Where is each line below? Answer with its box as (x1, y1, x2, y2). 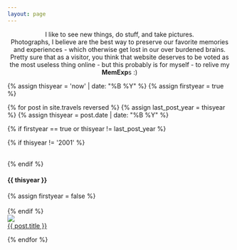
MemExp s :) (101, 68, 138, 76)
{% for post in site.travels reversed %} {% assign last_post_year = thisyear (7, 103, 226, 111)
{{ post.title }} (7, 222, 48, 230)
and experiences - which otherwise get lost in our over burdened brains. (13, 45, 226, 53)
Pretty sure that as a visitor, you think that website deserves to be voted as (10, 53, 229, 61)
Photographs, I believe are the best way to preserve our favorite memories (10, 37, 229, 46)
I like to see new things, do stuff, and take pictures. (45, 30, 194, 38)
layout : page (7, 10, 46, 18)
